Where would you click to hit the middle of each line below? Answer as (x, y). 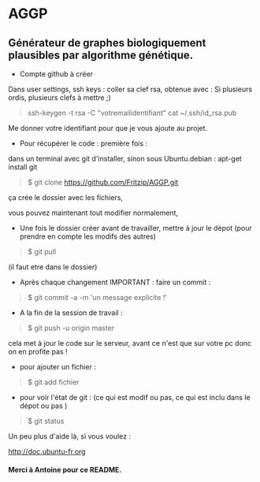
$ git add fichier (53, 382)
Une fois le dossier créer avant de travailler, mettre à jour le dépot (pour (136, 228)
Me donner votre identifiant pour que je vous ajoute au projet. (108, 128)
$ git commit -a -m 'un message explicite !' (97, 297)
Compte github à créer (56, 74)
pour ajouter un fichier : (58, 367)
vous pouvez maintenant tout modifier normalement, (93, 213)
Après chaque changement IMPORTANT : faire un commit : (115, 282)
